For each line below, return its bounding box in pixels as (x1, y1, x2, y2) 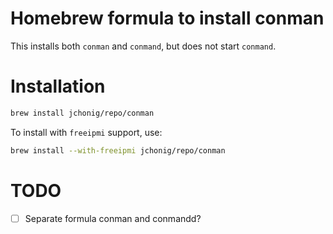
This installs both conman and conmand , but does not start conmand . (10, 40, 277, 52)
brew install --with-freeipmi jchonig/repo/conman (10, 145, 226, 156)
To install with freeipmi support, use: (10, 126, 163, 138)
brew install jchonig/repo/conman (10, 108, 155, 118)
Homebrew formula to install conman (10, 7, 325, 30)
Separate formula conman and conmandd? (24, 212, 202, 224)
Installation (10, 75, 106, 98)
